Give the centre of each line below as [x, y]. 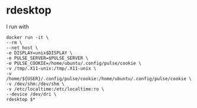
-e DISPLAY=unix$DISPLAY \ [39, 53]
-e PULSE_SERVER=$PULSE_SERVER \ [47, 58]
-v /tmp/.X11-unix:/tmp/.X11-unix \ [51, 68]
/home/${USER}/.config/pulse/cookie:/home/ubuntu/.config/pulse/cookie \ [99, 78]
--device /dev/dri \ [32, 94]
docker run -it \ [28, 37]
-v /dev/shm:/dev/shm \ [35, 84]
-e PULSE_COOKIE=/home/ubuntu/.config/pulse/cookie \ [74, 63]
